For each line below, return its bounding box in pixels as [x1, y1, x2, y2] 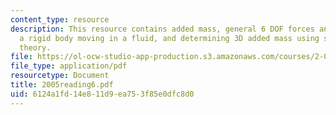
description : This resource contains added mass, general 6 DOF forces [10, 24, 315, 34]
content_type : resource [10, 14, 110, 25]
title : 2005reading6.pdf [10, 80, 114, 90]
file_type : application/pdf [10, 61, 128, 71]
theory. [19, 42, 52, 53]
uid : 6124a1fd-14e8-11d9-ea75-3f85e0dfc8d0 [10, 89, 195, 99]
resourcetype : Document [10, 71, 110, 81]
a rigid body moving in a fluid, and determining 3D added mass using [19, 33, 320, 43]
